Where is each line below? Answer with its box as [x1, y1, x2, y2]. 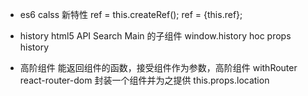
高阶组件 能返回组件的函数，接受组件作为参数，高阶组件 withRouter [19, 62, 298, 73]
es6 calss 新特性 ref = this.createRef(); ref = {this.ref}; [19, 9, 243, 20]
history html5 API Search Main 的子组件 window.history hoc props [19, 30, 292, 42]
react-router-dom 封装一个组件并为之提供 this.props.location [19, 74, 270, 86]
